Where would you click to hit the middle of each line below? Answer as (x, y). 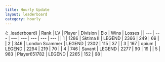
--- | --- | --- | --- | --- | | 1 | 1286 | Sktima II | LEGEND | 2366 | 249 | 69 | (85, 38)
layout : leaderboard (26, 14)
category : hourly (23, 19)
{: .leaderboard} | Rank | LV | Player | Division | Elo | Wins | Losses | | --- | (80, 33)
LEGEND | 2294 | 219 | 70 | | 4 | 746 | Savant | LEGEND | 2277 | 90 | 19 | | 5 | (83, 49)
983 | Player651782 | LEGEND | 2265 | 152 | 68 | (54, 54)
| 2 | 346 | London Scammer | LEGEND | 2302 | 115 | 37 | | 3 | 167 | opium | (81, 44)
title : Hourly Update (27, 10)
